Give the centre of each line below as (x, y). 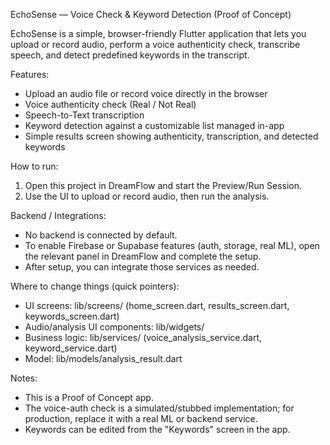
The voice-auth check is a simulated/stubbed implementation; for (159, 408)
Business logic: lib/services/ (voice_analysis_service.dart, (143, 337)
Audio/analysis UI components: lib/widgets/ (114, 327)
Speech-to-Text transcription (84, 115)
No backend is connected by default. (101, 235)
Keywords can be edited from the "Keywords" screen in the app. (157, 429)
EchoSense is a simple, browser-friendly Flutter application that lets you (158, 33)
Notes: (24, 378)
